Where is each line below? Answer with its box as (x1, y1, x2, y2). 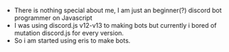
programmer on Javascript (14, 14, 92, 22)
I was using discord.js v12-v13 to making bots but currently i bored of (14, 21, 217, 29)
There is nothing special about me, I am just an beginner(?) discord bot (14, 6, 222, 14)
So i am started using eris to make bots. (14, 36, 131, 45)
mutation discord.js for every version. (14, 28, 124, 37)
